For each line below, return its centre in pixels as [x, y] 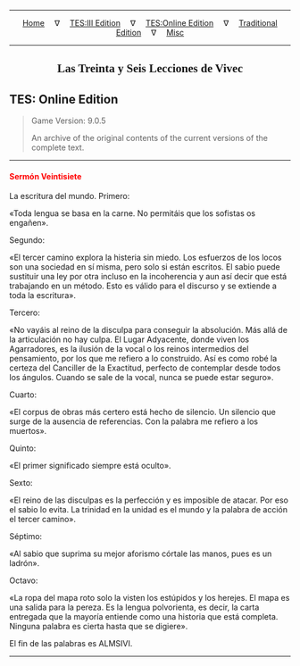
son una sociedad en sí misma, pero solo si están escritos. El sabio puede [145, 267]
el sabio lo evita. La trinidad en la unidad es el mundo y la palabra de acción [149, 510]
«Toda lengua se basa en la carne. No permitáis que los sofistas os [133, 213]
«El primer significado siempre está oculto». [90, 466]
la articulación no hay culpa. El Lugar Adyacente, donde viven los [129, 339]
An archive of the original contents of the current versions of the [149, 138]
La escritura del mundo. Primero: [70, 196]
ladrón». [25, 563]
